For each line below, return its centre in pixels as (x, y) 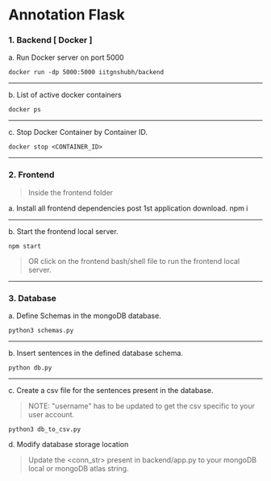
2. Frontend (31, 175)
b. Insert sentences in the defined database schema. (96, 353)
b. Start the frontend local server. (63, 231)
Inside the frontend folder (71, 192)
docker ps (25, 110)
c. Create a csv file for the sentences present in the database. (111, 391)
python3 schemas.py (41, 331)
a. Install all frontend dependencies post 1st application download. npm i (128, 208)
